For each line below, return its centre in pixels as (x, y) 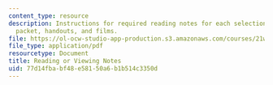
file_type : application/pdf (56, 46)
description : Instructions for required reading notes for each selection (138, 23)
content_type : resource (49, 16)
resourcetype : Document (49, 53)
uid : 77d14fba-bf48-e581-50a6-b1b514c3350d (83, 69)
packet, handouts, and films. (67, 31)
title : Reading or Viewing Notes (65, 62)
